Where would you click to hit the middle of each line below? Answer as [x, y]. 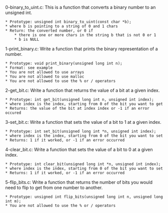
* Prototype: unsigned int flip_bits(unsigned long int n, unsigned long [84, 197]
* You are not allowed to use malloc [45, 77]
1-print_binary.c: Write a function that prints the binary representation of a [82, 49]
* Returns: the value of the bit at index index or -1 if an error [77, 108]
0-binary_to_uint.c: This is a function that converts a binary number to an [80, 7]
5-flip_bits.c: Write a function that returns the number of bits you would [79, 182]
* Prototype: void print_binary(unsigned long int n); [64, 63]
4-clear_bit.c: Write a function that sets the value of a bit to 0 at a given [79, 150]
